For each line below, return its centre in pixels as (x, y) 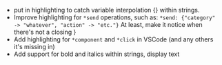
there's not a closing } (45, 32)
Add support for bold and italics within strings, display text (97, 54)
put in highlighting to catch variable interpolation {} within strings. (107, 10)
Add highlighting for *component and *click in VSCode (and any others (113, 39)
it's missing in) (34, 47)
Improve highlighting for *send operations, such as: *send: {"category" (114, 17)
